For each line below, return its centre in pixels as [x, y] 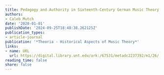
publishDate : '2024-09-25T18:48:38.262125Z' [51, 28]
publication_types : [25, 33]
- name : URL [17, 51]
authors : [14, 14]
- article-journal [24, 37]
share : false [18, 65]
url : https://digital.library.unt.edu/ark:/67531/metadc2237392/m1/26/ [84, 56]
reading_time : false [26, 60]
